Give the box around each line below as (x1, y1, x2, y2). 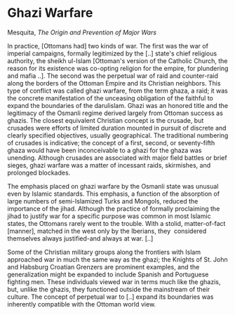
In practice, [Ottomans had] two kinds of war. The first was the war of (7, 41, 209, 50)
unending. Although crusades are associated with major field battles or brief (7, 153, 227, 162)
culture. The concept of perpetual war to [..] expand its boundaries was (7, 293, 214, 301)
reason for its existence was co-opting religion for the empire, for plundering (7, 64, 229, 72)
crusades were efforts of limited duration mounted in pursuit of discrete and (7, 123, 227, 132)
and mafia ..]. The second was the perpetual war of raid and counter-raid (7, 72, 219, 80)
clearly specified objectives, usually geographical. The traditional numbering (7, 131, 229, 140)
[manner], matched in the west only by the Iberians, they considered (7, 227, 207, 235)
